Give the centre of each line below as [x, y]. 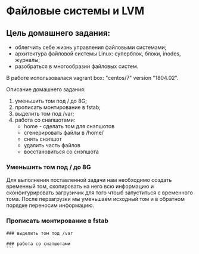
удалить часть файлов [52, 145]
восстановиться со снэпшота [61, 151]
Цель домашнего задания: [58, 33]
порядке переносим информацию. [50, 205]
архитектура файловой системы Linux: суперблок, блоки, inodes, [98, 54]
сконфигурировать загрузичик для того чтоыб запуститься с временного [100, 193]
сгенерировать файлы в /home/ [64, 133]
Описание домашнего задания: [46, 89]
